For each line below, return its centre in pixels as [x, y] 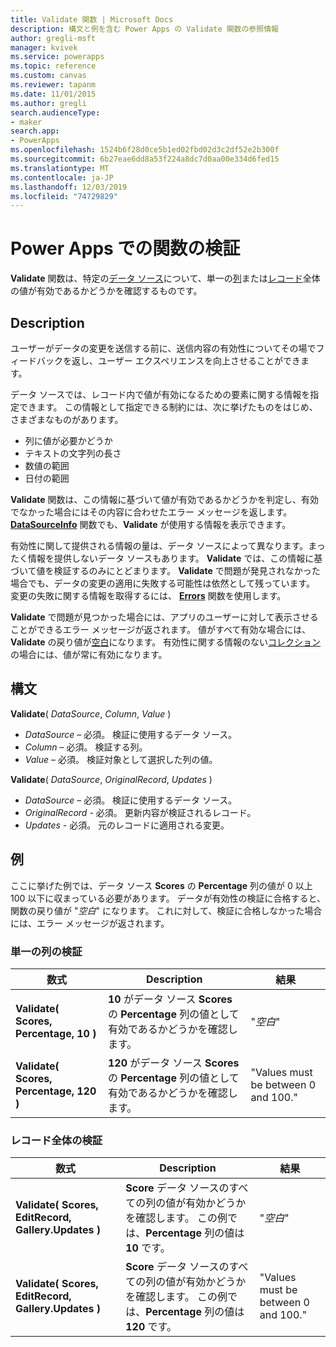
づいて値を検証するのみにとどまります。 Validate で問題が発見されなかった [165, 570]
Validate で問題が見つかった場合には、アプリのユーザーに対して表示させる [164, 617]
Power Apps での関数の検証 [125, 248]
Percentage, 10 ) [56, 1033]
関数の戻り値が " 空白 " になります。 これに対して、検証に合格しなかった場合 [166, 910]
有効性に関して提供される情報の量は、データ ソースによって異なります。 [159, 545]
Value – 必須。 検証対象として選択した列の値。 [121, 759]
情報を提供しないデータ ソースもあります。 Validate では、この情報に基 [175, 558]
